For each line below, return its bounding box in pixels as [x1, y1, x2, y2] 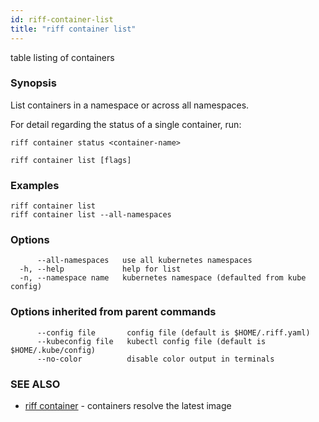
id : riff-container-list [10, 14, 114, 25]
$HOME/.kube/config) [10, 345, 97, 355]
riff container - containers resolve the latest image [24, 399, 232, 411]
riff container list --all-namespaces [10, 210, 172, 220]
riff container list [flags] [10, 155, 132, 165]
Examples [10, 178, 60, 192]
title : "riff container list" [10, 24, 137, 34]
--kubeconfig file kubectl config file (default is [36, 336, 267, 346]
